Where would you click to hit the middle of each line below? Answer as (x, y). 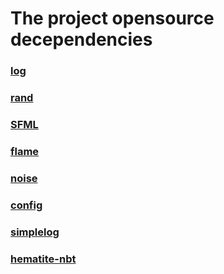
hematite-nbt (43, 259)
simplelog (35, 232)
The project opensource (112, 18)
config (26, 205)
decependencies (81, 39)
